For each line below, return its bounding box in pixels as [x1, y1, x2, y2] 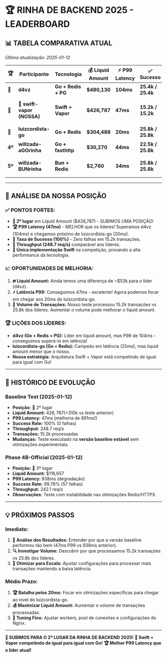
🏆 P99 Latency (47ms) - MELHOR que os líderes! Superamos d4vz [12, 223, 152, 229]
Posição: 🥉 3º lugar [12, 465, 53, 471]
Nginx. [12, 620, 26, 626]
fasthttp [54, 147, 75, 154]
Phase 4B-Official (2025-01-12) [5, 454, 83, 461]
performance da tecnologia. [12, 252, 70, 258]
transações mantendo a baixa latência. [12, 565, 92, 571]
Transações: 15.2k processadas [12, 431, 79, 437]
